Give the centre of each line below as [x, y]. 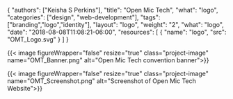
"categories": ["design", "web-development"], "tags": [84, 17]
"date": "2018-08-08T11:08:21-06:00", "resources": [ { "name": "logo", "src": [117, 32]
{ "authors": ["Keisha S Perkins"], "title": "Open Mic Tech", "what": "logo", [113, 10]
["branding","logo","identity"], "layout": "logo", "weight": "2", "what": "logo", [115, 25]
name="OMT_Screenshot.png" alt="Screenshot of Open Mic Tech [102, 81]
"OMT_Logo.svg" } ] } [38, 39]
